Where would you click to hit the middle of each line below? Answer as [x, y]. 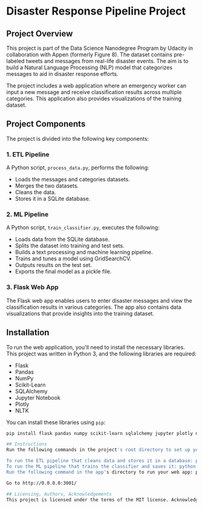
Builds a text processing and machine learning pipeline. [84, 252]
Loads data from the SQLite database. [62, 239]
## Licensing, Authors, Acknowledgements [59, 494]
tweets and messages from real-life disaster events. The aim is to [107, 61]
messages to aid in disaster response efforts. [63, 74]
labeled [16, 61]
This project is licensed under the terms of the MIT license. [88, 500]
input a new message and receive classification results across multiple [94, 92]
